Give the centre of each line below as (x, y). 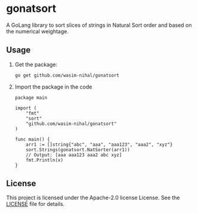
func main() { (32, 139)
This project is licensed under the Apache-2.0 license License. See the (93, 198)
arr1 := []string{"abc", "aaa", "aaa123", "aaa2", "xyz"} (99, 145)
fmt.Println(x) (45, 160)
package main (31, 98)
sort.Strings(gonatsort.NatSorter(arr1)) (78, 150)
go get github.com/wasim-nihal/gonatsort (67, 75)
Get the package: (36, 64)
